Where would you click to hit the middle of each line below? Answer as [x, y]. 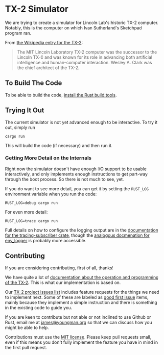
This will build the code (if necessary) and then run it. [59, 145]
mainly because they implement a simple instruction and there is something [81, 302]
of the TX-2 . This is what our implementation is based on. [63, 282]
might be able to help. [27, 328]
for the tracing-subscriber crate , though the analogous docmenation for [78, 235]
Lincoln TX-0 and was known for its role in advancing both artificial [85, 57]
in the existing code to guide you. [39, 307]
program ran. [18, 33]
